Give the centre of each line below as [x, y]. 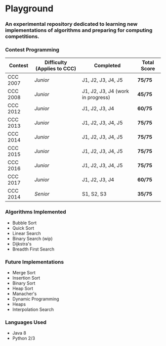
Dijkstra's [22, 244]
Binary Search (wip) [32, 239]
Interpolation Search [33, 309]
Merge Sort [24, 272]
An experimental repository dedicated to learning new [71, 24]
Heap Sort [23, 288]
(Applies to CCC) [56, 69]
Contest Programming [32, 50]
